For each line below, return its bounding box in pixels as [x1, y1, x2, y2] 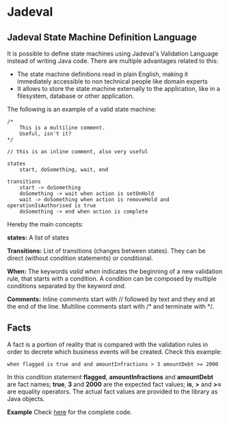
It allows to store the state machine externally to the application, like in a [16, 85, 221, 92]
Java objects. [7, 394, 45, 402]
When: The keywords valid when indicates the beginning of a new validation [7, 268, 223, 275]
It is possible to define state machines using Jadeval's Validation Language [7, 49, 219, 57]
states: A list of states [7, 233, 70, 242]
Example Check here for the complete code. [7, 408, 133, 416]
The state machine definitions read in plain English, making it [16, 70, 189, 78]
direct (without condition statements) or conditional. [7, 254, 154, 262]
